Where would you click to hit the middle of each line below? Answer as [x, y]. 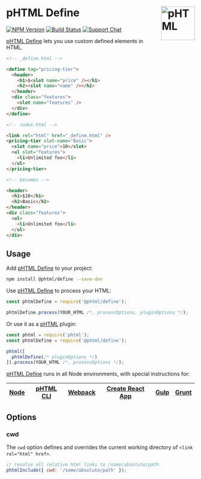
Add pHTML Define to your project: [49, 268]
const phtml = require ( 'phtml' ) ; [48, 335]
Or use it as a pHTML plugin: [41, 324]
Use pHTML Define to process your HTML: [59, 291]
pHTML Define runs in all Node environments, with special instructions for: [98, 374]
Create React [126, 388]
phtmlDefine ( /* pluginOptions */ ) [54, 357]
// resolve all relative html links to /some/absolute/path [83, 465]
